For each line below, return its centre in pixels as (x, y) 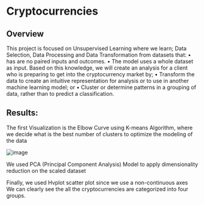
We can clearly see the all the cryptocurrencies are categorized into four (97, 189)
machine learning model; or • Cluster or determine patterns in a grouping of (101, 87)
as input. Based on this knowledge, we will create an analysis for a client (97, 68)
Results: (22, 113)
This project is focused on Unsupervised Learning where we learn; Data (97, 48)
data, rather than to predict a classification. (60, 94)
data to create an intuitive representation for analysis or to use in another (98, 81)
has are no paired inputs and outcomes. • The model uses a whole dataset (100, 61)
